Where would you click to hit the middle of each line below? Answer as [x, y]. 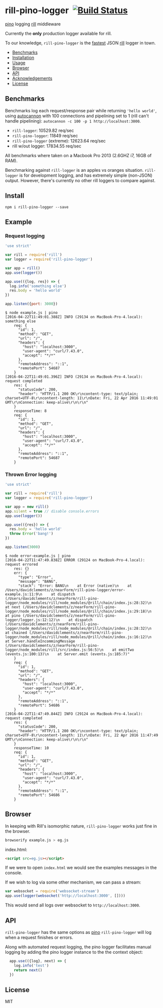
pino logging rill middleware [33, 24]
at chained [16, 633]
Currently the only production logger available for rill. [59, 33]
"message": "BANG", [38, 581]
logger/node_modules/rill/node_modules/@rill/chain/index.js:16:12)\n [78, 637]
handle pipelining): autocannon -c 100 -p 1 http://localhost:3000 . [73, 121]
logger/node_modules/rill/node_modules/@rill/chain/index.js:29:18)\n [78, 611]
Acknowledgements [32, 78]
